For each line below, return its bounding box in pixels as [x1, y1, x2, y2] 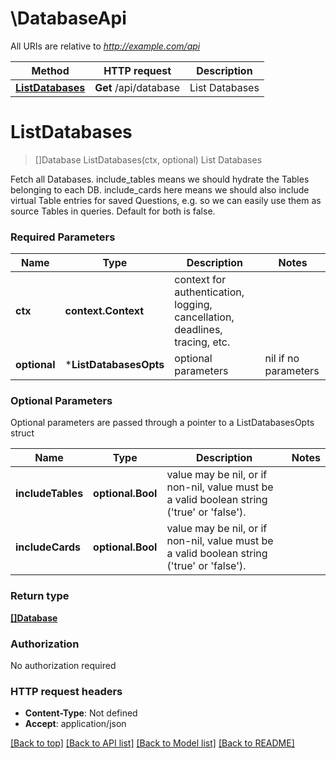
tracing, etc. [174, 335, 231, 349]
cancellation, [174, 310, 235, 324]
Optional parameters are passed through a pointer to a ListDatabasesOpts [10, 417, 315, 429]
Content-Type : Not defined [24, 707, 138, 719]
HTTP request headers [10, 684, 123, 698]
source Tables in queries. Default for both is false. [10, 205, 216, 217]
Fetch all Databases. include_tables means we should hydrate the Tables [10, 173, 310, 185]
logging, [174, 298, 213, 312]
